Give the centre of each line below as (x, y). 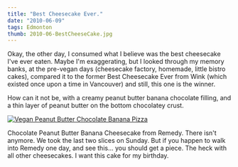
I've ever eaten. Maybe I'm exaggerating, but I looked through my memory (116, 62)
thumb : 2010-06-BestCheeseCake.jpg (60, 34)
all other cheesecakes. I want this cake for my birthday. (88, 156)
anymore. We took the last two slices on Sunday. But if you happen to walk (117, 141)
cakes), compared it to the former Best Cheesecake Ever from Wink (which (117, 77)
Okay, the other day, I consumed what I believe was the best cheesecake (114, 54)
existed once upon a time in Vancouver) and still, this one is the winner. (111, 84)
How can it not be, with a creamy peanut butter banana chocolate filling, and (119, 98)
